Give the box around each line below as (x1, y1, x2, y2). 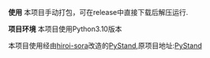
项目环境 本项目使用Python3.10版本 (8, 24, 122, 34)
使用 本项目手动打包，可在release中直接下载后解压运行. (8, 8, 189, 16)
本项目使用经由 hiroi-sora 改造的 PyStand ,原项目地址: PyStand (8, 41, 203, 50)
